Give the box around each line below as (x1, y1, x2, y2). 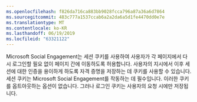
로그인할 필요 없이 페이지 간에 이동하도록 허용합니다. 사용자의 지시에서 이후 (12, 60, 184, 67)
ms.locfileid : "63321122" (6, 36, 70, 42)
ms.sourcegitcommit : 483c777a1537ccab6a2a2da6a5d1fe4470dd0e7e (6, 14, 165, 20)
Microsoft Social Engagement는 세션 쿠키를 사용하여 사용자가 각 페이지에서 (6, 53, 182, 60)
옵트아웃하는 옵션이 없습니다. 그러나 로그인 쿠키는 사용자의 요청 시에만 (12, 83, 173, 89)
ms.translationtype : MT (6, 19, 65, 25)
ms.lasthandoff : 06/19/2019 (6, 31, 75, 37)
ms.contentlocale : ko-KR (6, 25, 67, 31)
